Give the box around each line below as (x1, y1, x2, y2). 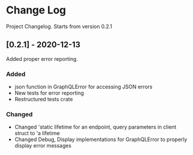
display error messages (14, 142, 72, 149)
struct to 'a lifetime (14, 130, 60, 137)
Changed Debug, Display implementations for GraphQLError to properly (14, 136, 187, 143)
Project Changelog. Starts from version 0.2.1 (6, 23, 112, 30)
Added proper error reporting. (6, 55, 78, 62)
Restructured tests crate (14, 96, 73, 103)
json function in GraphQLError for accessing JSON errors (14, 83, 153, 91)
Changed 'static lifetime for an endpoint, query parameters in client (14, 123, 177, 130)
